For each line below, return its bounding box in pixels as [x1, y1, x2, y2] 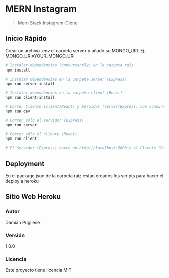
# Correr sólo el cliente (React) [5, 131, 78, 136]
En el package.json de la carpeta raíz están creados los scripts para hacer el [5, 172, 164, 179]
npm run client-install [5, 95, 55, 100]
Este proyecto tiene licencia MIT [5, 267, 72, 273]
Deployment [5, 159, 45, 168]
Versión [5, 232, 25, 239]
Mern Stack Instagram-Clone [17, 20, 78, 26]
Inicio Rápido [5, 34, 47, 43]
